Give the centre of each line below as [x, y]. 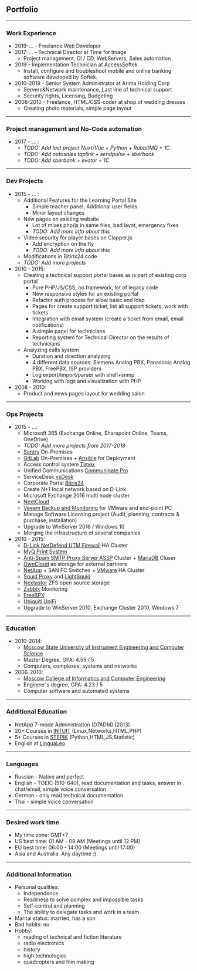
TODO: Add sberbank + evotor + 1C [66, 160]
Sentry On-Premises [48, 452]
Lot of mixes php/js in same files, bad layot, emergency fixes [105, 225]
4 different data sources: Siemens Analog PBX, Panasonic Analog [111, 362]
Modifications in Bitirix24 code [60, 256]
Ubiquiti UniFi [40, 601]
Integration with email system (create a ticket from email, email [108, 319]
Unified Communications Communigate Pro [76, 471]
